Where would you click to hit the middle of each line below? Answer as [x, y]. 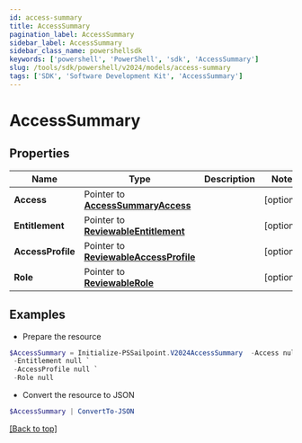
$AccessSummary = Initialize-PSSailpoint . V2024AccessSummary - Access [144, 353]
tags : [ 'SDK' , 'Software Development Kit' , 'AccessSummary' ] [126, 76]
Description [230, 179]
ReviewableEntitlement [135, 231]
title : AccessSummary [50, 26]
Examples [37, 315]
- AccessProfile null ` [56, 369]
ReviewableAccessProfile [140, 257]
